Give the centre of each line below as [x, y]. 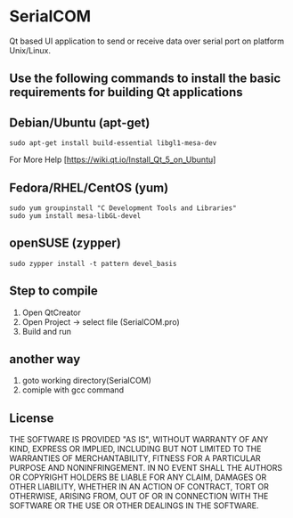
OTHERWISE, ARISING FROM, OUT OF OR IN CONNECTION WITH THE [139, 497]
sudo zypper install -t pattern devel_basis [93, 263]
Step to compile [53, 291]
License [32, 418]
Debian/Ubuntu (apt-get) [80, 122]
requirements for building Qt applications [126, 92]
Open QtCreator [52, 312]
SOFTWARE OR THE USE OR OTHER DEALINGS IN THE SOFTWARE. [134, 506]
